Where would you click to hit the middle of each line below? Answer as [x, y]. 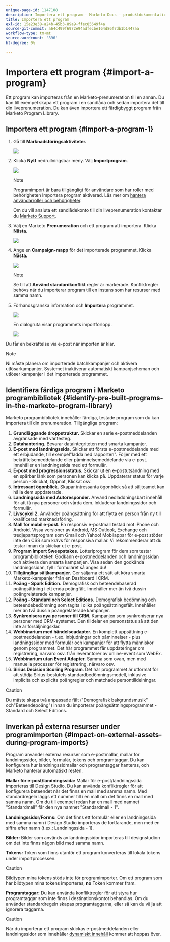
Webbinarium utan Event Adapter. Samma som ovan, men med [79, 659]
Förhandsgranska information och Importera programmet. [73, 305]
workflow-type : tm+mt [29, 33]
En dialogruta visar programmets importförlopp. [63, 324]
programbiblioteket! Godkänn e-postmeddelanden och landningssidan [86, 556]
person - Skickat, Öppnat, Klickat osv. [52, 482]
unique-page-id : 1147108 [32, 10]
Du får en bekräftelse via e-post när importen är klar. [60, 344]
